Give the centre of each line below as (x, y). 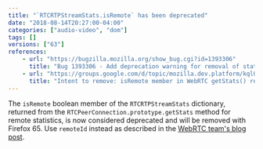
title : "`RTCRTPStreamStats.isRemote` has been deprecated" (108, 15)
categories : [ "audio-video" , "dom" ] (68, 30)
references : (27, 52)
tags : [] (22, 37)
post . (16, 136)
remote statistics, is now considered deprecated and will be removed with (127, 120)
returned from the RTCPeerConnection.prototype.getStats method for (119, 111)
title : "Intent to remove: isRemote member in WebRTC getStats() (137, 81)
